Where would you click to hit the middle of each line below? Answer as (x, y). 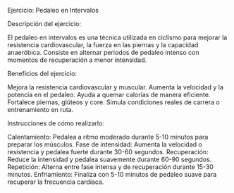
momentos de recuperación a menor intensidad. (77, 60)
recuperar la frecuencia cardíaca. (56, 182)
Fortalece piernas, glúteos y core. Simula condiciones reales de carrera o (113, 102)
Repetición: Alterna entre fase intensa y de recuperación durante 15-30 (110, 167)
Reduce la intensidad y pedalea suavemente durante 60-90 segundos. (110, 159)
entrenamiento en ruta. (41, 110)
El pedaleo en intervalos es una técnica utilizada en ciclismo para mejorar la (117, 37)
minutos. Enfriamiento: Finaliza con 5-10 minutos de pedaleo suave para (112, 174)
